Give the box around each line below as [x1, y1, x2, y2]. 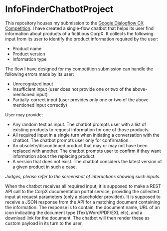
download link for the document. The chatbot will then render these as [5, 215, 150, 221]
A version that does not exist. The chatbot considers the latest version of [12, 158, 162, 164]
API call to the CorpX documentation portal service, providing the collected [5, 188, 160, 194]
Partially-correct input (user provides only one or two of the [12, 96, 135, 103]
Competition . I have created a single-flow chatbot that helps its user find [5, 25, 154, 31]
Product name [12, 45, 42, 51]
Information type [12, 56, 47, 62]
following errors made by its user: [5, 71, 74, 77]
